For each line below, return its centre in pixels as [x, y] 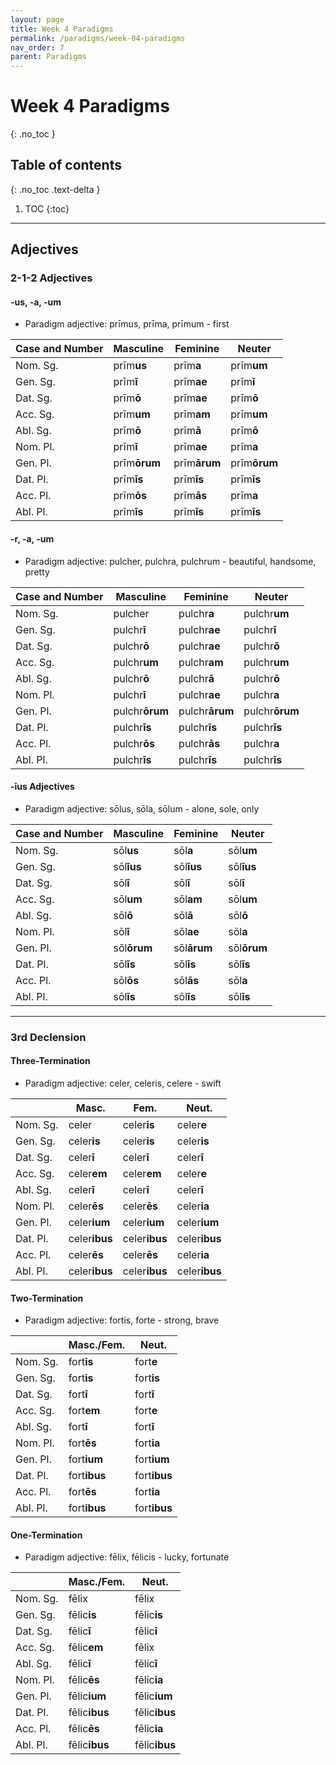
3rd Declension [48, 1037]
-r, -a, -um [32, 538]
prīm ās [190, 496]
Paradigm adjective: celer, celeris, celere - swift [123, 1083]
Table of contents [66, 165]
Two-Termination [47, 1298]
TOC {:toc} [47, 208]
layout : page [37, 19]
